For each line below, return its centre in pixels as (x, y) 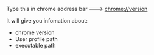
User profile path (36, 39)
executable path (35, 46)
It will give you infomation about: (47, 20)
